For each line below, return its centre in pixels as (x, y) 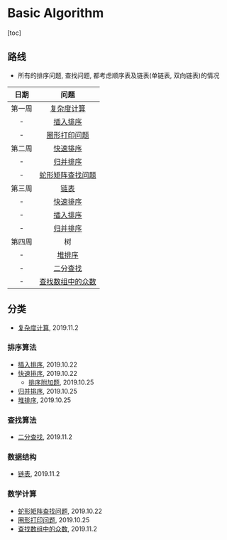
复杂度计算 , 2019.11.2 (48, 328)
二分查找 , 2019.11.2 (45, 437)
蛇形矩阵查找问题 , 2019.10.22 (60, 511)
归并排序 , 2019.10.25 (48, 391)
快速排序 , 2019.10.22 (48, 373)
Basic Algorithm (56, 13)
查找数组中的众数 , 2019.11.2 (57, 529)
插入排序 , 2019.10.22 (48, 364)
